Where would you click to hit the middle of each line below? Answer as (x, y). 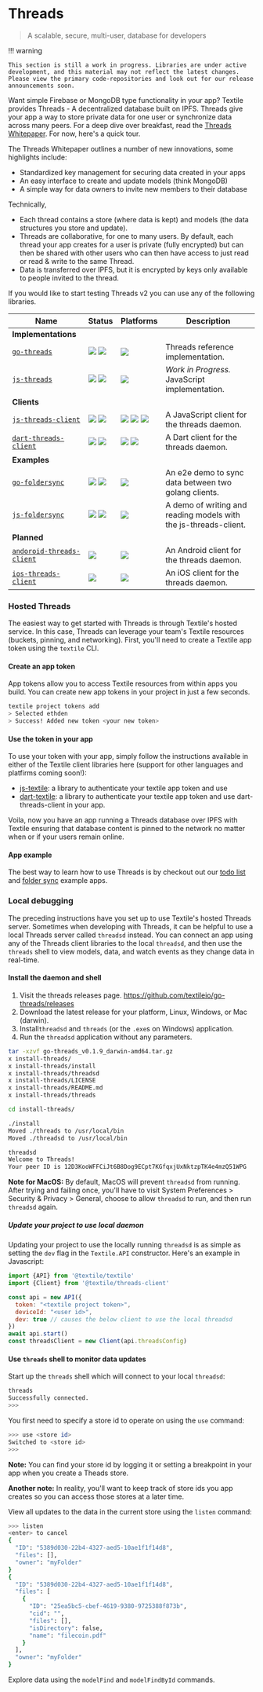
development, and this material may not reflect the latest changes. (124, 71)
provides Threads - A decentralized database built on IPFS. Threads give (126, 108)
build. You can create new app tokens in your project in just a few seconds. (129, 692)
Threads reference (200, 346)
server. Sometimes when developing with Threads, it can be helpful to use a (131, 926)
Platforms (139, 320)
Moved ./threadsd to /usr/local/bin (68, 1138)
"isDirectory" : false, (66, 1628)
